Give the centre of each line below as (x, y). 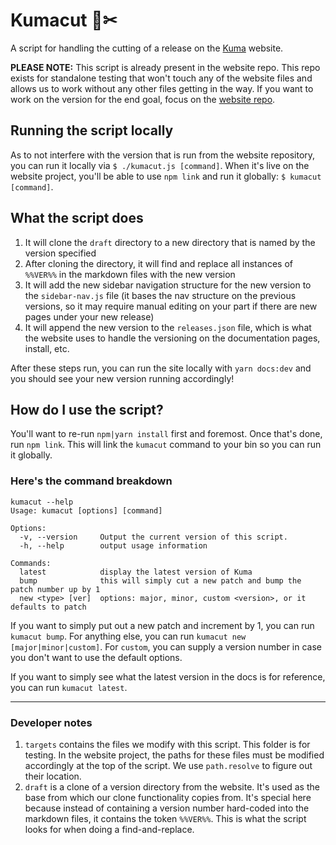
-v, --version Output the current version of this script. (153, 537)
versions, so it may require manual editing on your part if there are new (171, 306)
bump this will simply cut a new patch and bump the (160, 580)
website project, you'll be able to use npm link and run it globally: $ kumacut (166, 176)
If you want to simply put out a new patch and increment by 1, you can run (162, 625)
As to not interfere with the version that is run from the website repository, (163, 155)
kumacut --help (42, 502)
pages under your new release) (89, 316)
